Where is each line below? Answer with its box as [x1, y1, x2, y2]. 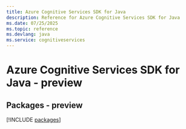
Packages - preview [6, 100, 83, 110]
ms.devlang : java [6, 31, 50, 38]
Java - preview [6, 76, 83, 90]
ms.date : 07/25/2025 [6, 20, 59, 26]
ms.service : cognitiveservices [6, 37, 85, 43]
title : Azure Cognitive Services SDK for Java [6, 8, 126, 15]
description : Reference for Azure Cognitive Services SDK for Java [6, 15, 181, 21]
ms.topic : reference [6, 25, 59, 32]
